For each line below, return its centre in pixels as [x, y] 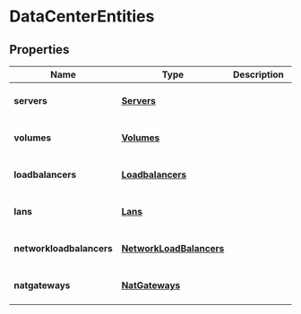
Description [258, 75]
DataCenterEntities [82, 17]
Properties [39, 50]
